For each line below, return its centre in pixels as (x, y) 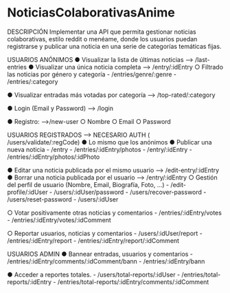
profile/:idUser (27, 192)
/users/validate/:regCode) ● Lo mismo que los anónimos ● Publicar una (110, 142)
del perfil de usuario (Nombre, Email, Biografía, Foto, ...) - (88, 184)
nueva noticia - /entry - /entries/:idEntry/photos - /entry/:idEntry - (100, 149)
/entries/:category (33, 81)
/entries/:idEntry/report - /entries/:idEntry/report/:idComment (93, 240)
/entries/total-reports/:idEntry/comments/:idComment (133, 282)
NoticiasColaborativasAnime (91, 13)
